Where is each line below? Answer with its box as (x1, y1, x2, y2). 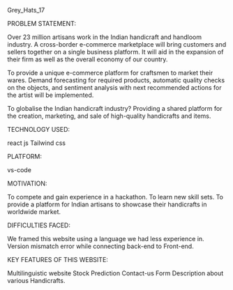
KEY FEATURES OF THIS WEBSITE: (7, 256, 108, 264)
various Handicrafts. (7, 277, 66, 284)
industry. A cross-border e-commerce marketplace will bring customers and (7, 40, 227, 48)
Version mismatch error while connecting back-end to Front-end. (7, 242, 194, 250)
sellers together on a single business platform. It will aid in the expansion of (7, 48, 224, 56)
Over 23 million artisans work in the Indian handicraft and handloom (7, 33, 202, 41)
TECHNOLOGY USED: (7, 125, 70, 133)
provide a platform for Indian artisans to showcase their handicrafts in (7, 200, 207, 208)
